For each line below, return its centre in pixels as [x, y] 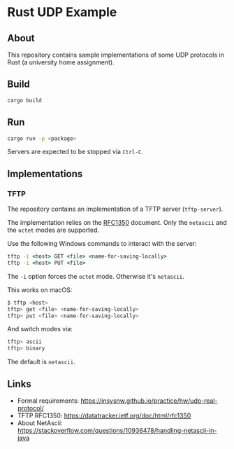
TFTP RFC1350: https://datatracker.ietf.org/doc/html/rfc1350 [104, 415]
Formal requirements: [48, 401]
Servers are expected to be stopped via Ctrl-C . [75, 152]
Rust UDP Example [62, 12]
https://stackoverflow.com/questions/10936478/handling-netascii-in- [117, 430]
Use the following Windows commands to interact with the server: [102, 244]
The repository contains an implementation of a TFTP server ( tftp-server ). [115, 209]
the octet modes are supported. [53, 230]
